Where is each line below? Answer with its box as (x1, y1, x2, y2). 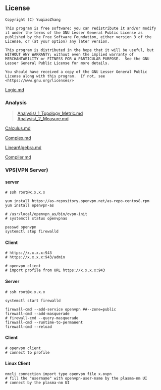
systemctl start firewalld (5, 298, 61, 303)
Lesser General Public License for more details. (5, 61, 110, 66)
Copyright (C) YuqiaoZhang (5, 17, 61, 22)
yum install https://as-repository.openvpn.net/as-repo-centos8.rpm (5, 199, 150, 204)
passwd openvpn (5, 225, 37, 230)
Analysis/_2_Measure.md (17, 116, 69, 122)
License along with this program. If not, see (5, 74, 106, 78)
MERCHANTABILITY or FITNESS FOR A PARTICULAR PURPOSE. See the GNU (5, 56, 150, 61)
